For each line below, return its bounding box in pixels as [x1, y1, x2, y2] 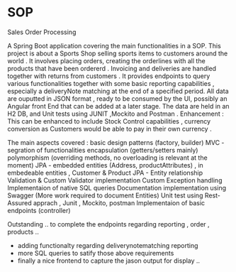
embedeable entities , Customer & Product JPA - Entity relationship [7, 168, 203, 177]
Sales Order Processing [7, 28, 77, 36]
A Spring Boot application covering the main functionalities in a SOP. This [7, 41, 221, 50]
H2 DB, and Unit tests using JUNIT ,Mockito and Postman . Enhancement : [7, 109, 225, 118]
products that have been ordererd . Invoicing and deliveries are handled [7, 64, 217, 72]
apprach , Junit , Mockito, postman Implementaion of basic [33, 198, 206, 207]
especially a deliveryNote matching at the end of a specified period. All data [7, 87, 229, 95]
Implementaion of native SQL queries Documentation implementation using [7, 183, 227, 192]
